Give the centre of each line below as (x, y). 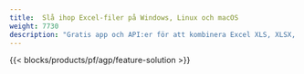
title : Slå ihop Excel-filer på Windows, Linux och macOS (124, 18)
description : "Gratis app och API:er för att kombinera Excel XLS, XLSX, (153, 34)
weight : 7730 (34, 26)
